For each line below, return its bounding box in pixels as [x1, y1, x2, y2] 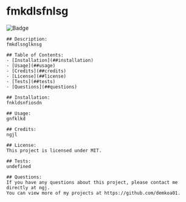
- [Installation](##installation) [6, 57, 94, 63]
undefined [6, 163, 32, 169]
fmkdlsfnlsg [6, 4, 69, 18]
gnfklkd [6, 115, 26, 122]
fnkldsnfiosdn [6, 99, 43, 106]
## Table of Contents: [6, 52, 64, 58]
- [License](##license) [6, 73, 67, 79]
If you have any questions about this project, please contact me [6, 179, 178, 186]
